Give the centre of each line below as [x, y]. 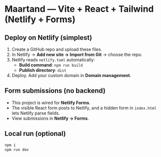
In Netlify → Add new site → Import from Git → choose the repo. [77, 54]
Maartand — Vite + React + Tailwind [79, 9]
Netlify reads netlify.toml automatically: [53, 60]
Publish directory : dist [43, 70]
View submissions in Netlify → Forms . [50, 118]
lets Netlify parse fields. [36, 113]
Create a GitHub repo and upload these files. [57, 49]
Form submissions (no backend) [55, 91]
